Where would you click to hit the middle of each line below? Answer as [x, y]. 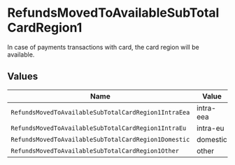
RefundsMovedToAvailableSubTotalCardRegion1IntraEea [100, 112]
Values [23, 77]
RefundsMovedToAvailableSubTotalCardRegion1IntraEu [99, 128]
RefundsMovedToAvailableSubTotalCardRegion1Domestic [100, 139]
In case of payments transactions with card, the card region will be [103, 47]
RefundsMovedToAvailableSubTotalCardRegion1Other [95, 151]
